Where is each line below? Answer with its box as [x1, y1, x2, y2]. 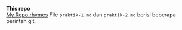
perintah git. [6, 18, 36, 24]
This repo [6, 5, 31, 12]
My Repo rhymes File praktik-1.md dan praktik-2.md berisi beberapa [6, 11, 176, 18]
